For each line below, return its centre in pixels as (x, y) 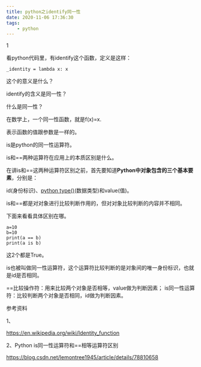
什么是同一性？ (25, 107)
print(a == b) (24, 238)
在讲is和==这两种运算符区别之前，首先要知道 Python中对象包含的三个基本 (97, 170)
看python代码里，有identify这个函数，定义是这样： (69, 58)
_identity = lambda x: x (37, 70)
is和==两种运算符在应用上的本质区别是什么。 (62, 158)
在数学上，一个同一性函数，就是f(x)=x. (54, 119)
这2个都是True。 (27, 255)
